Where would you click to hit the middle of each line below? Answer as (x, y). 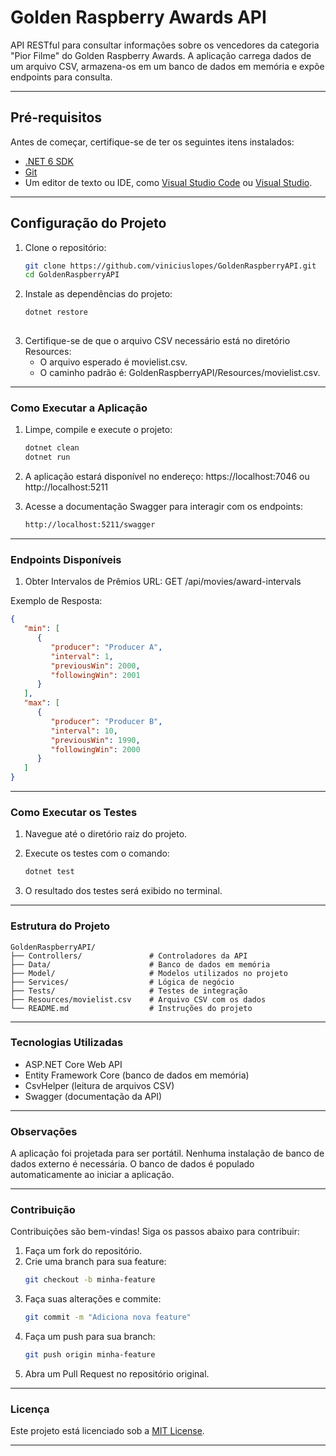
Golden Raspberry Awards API (138, 17)
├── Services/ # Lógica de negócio (122, 982)
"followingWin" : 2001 (95, 675)
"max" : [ (41, 703)
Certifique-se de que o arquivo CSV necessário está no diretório (157, 341)
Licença (30, 1409)
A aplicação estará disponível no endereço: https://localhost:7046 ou (167, 477)
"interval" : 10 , (84, 731)
